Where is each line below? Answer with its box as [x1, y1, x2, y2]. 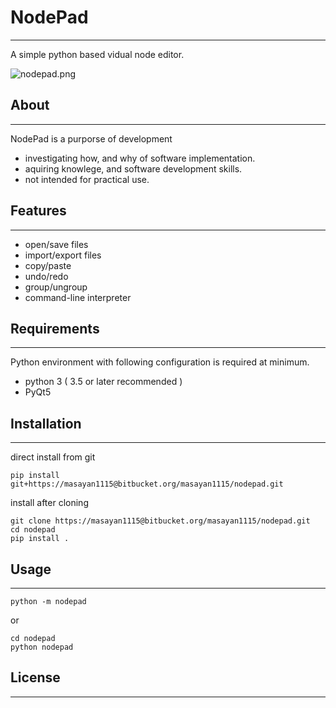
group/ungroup [24, 281, 88, 293]
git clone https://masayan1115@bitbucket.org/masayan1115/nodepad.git [10, 516, 311, 526]
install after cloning [10, 497, 89, 509]
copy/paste [24, 259, 72, 271]
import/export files [24, 249, 102, 261]
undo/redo [24, 270, 69, 282]
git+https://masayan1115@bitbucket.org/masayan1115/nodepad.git [10, 479, 284, 490]
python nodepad [10, 642, 74, 652]
